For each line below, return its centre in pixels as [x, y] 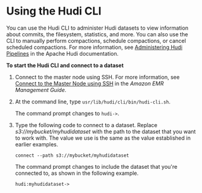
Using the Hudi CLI [54, 11]
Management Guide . [41, 90]
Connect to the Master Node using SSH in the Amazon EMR [90, 83]
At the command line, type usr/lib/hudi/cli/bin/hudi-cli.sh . [93, 102]
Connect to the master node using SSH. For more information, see [97, 77]
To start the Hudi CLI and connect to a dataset [65, 65]
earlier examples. [37, 144]
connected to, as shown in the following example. [77, 173]
